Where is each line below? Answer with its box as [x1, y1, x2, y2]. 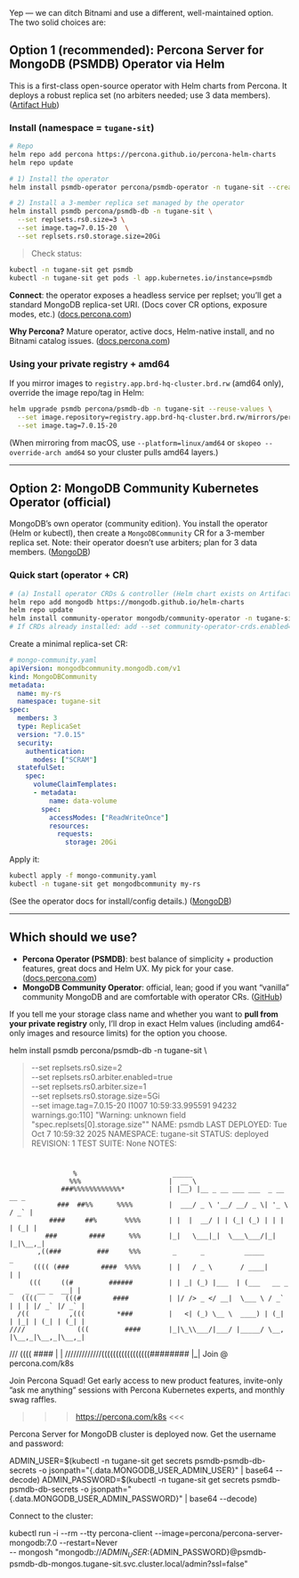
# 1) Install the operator [9, 174, 109, 184]
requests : [56, 830, 93, 838]
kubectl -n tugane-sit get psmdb [9, 265, 133, 274]
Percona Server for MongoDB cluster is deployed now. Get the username [9, 1428, 277, 1439]
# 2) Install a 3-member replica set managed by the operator [9, 199, 245, 208]
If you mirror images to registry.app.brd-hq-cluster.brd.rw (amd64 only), [9, 378, 285, 388]
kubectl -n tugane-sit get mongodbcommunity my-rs [9, 879, 201, 889]
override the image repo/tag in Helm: [9, 387, 145, 397]
